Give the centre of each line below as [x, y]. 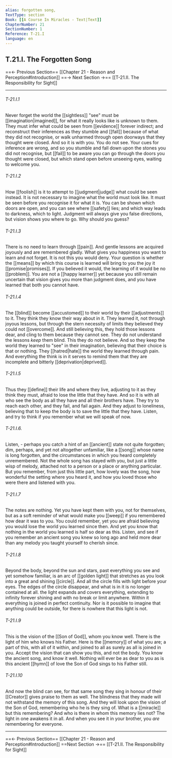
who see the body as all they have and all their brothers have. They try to [82, 400]
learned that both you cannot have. [42, 285]
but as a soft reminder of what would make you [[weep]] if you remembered [85, 516]
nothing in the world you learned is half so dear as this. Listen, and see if [82, 532]
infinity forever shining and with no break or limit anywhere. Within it [77, 598]
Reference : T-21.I [25, 34]
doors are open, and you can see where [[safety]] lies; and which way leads [85, 208]
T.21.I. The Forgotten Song [48, 60]
